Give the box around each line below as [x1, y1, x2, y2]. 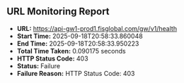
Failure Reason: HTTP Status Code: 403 [16, 69, 135, 77]
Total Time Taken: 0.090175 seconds [16, 46, 126, 55]
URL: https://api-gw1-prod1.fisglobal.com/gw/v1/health [16, 24, 178, 32]
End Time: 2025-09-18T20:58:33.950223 [16, 39, 139, 48]
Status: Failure [16, 61, 61, 70]
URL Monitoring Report [6, 6, 110, 18]
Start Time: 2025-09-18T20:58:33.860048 [16, 32, 143, 40]
